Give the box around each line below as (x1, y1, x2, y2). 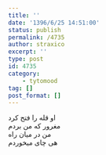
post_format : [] (8, 92, 61, 99)
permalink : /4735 (8, 33, 65, 41)
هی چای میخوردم (8, 138, 58, 147)
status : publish (8, 26, 61, 34)
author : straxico (8, 41, 65, 49)
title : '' (8, 11, 41, 20)
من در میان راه (8, 130, 52, 139)
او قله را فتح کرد (8, 113, 57, 122)
